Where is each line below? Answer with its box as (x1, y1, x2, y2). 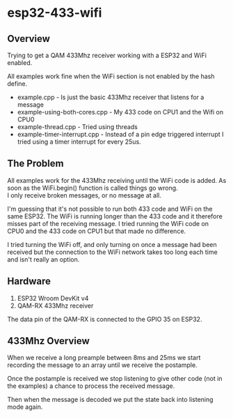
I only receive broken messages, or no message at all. (7, 191, 162, 200)
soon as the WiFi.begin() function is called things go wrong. (7, 184, 179, 192)
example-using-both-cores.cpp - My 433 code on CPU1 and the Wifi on (17, 108, 224, 116)
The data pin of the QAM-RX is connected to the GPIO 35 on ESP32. (7, 315, 202, 323)
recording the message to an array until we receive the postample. (7, 361, 198, 369)
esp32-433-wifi (7, 5, 102, 21)
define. (7, 80, 28, 88)
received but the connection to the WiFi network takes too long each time (7, 248, 218, 256)
